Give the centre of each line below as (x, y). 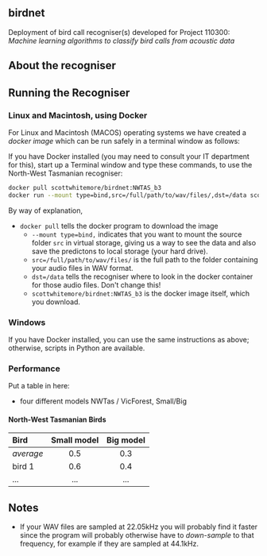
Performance (35, 369)
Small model (75, 440)
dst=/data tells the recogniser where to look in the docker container (142, 276)
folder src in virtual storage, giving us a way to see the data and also (144, 242)
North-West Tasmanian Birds (57, 419)
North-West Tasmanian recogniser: (66, 173)
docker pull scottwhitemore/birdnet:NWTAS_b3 (85, 187)
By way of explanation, (46, 210)
